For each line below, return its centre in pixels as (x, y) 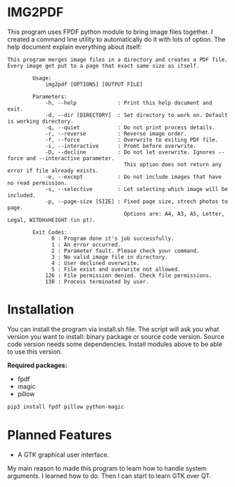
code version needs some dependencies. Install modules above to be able (115, 344)
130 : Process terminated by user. (97, 282)
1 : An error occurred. (86, 245)
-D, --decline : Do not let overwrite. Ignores (130, 152)
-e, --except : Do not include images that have (133, 177)
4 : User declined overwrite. (96, 263)
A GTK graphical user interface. (63, 455)
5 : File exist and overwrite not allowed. (116, 269)
